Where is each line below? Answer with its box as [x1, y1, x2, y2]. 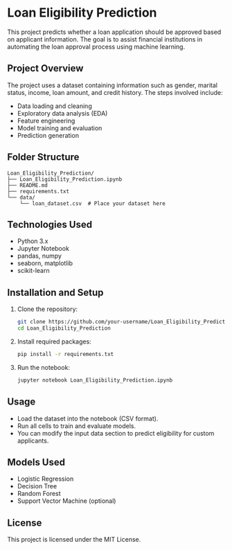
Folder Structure [7, 151, 80, 163]
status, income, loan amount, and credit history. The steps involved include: [7, 88, 223, 96]
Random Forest [17, 490, 61, 498]
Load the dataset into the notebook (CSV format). [17, 414, 159, 423]
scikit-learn [17, 267, 50, 275]
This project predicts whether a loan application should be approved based [7, 28, 222, 36]
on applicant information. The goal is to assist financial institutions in [7, 35, 203, 43]
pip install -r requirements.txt [17, 351, 114, 357]
